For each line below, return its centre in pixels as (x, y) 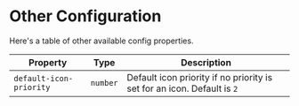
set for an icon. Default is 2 (182, 88)
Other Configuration (85, 16)
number (104, 83)
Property (48, 62)
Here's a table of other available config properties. (101, 41)
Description (206, 62)
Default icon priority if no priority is (200, 77)
